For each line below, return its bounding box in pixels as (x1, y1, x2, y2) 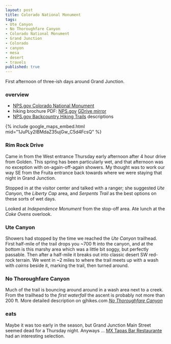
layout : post (5, 7, 33, 13)
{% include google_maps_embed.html (5, 124, 85, 130)
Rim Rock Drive (5, 141, 44, 149)
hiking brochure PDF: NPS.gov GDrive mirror (12, 108, 107, 114)
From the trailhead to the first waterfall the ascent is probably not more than (5, 292, 165, 299)
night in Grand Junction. (5, 175, 56, 181)
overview (5, 91, 29, 99)
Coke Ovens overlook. (5, 211, 52, 217)
